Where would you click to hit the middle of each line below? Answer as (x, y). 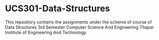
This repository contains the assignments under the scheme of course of (79, 22)
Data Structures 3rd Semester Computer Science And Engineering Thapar (79, 27)
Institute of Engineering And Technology (46, 32)
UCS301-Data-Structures (57, 9)
